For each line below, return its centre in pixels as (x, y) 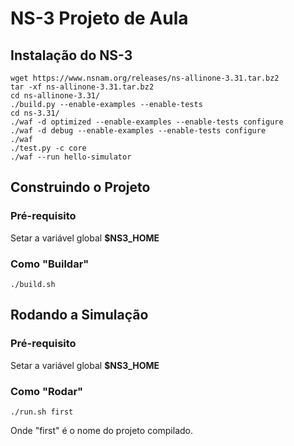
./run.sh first (42, 412)
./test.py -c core (48, 148)
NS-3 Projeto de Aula (99, 18)
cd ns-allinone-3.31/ (55, 96)
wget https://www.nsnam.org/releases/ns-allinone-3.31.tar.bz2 (145, 78)
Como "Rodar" (47, 391)
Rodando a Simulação (79, 315)
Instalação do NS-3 (71, 55)
